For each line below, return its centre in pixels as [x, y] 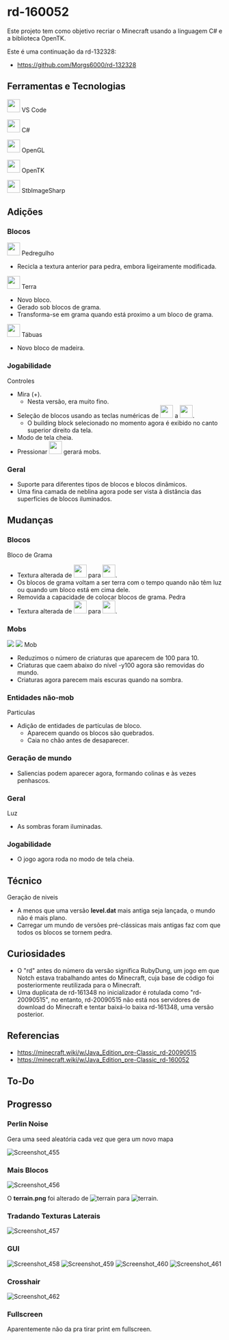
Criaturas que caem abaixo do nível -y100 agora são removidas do [111, 666]
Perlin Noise [28, 1124]
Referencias [33, 1036]
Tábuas [32, 335]
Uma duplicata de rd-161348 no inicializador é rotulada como [103, 992]
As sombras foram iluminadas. [60, 826]
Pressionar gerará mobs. [59, 451]
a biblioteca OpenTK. [37, 38]
